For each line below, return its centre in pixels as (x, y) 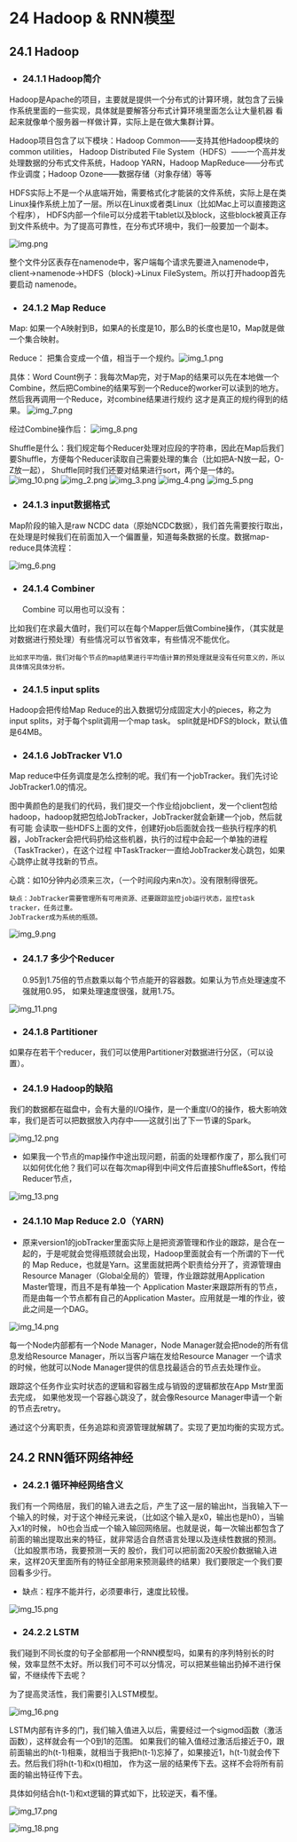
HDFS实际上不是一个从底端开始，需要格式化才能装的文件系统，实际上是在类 (148, 193)
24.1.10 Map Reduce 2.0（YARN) (93, 1221)
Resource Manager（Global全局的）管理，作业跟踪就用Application (144, 1276)
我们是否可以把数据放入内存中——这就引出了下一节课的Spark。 (140, 1120)
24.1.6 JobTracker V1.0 (72, 755)
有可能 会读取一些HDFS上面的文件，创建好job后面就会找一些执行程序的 (139, 828)
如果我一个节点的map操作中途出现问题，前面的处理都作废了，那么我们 (150, 1157)
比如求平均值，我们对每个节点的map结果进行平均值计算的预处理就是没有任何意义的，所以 (147, 658)
